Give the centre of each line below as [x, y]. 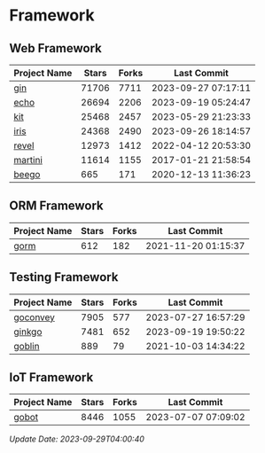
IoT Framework [51, 378]
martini [28, 160]
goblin [27, 346]
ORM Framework [56, 206]
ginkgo [28, 332]
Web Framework [55, 48]
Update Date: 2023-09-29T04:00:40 [77, 439]
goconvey [35, 317]
